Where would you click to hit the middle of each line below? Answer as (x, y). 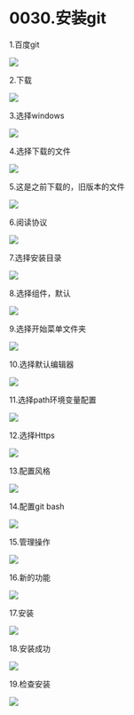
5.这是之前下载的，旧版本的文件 (67, 187)
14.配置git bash (37, 506)
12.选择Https (32, 435)
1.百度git (24, 44)
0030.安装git (58, 18)
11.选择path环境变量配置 (53, 400)
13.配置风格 (30, 471)
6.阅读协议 (28, 222)
